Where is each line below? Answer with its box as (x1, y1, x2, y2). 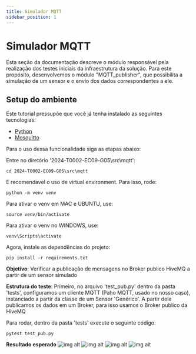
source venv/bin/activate (6, 212, 69, 218)
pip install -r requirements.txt (6, 255, 88, 261)
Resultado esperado (6, 341, 57, 348)
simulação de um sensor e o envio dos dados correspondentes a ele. (6, 78, 174, 85)
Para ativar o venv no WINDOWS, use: (6, 222, 99, 229)
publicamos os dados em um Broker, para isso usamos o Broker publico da (6, 302, 188, 309)
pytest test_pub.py (6, 330, 54, 337)
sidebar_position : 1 (6, 14, 57, 20)
